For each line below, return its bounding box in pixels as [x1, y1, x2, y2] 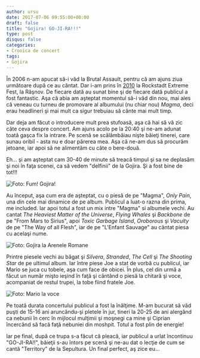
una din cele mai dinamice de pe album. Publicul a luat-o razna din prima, [6, 198, 187, 205]
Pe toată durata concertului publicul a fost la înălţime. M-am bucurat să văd [6, 302, 192, 309]
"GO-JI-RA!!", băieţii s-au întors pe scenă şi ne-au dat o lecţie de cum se [6, 339, 185, 346]
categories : [6, 43, 36, 48]
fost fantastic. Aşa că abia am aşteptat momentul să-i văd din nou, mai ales [6, 94, 191, 102]
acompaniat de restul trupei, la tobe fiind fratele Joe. [6, 278, 136, 286]
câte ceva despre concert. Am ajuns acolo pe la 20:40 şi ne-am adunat [6, 125, 181, 132]
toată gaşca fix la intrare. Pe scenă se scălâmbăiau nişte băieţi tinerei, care [6, 131, 190, 138]
